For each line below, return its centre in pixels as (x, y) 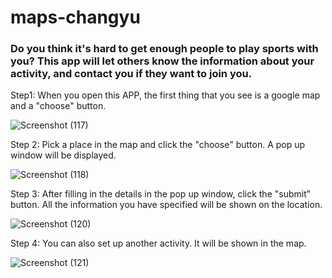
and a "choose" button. (58, 106)
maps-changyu (75, 17)
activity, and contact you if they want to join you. (131, 74)
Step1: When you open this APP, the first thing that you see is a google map (165, 95)
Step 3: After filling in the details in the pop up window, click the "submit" (161, 194)
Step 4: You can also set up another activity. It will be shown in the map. (158, 243)
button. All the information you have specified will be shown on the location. (166, 205)
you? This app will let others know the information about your (162, 61)
